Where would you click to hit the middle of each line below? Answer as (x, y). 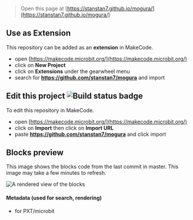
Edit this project (36, 96)
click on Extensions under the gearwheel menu (72, 71)
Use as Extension (39, 33)
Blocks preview (35, 153)
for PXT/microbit (34, 211)
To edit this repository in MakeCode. (50, 110)
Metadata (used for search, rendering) (54, 198)
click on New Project (40, 65)
